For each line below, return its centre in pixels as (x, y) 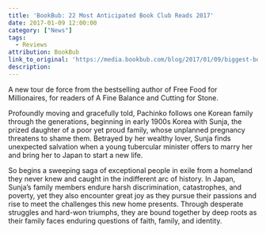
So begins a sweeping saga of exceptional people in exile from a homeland (130, 170)
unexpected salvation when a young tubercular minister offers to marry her (131, 146)
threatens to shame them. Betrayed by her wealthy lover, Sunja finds (120, 138)
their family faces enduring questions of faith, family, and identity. (115, 220)
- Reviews (31, 45)
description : (30, 67)
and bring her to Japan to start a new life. (76, 155)
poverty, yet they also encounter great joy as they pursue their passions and (133, 195)
